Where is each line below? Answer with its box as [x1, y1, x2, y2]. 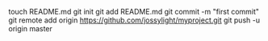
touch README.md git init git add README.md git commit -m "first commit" [8, 7, 260, 16]
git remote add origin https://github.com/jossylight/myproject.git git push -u [8, 15, 261, 25]
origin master [8, 24, 52, 33]
